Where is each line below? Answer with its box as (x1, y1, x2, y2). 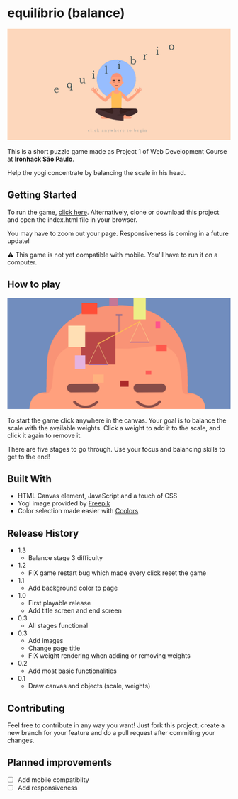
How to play (7, 279, 61, 291)
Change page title (28, 644, 81, 653)
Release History (7, 527, 79, 540)
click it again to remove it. (7, 431, 83, 440)
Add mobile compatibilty (17, 775, 90, 784)
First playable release (28, 599, 91, 608)
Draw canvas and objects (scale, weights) (28, 682, 151, 691)
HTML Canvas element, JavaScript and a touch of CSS (17, 491, 178, 501)
